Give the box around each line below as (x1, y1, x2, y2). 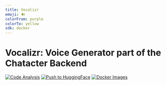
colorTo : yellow (5, 21, 39, 26)
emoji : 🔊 (5, 12, 25, 17)
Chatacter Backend (5, 58, 87, 69)
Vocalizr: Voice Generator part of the (5, 47, 161, 59)
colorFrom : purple (5, 16, 43, 21)
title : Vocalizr (5, 7, 39, 12)
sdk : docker (5, 26, 30, 31)
